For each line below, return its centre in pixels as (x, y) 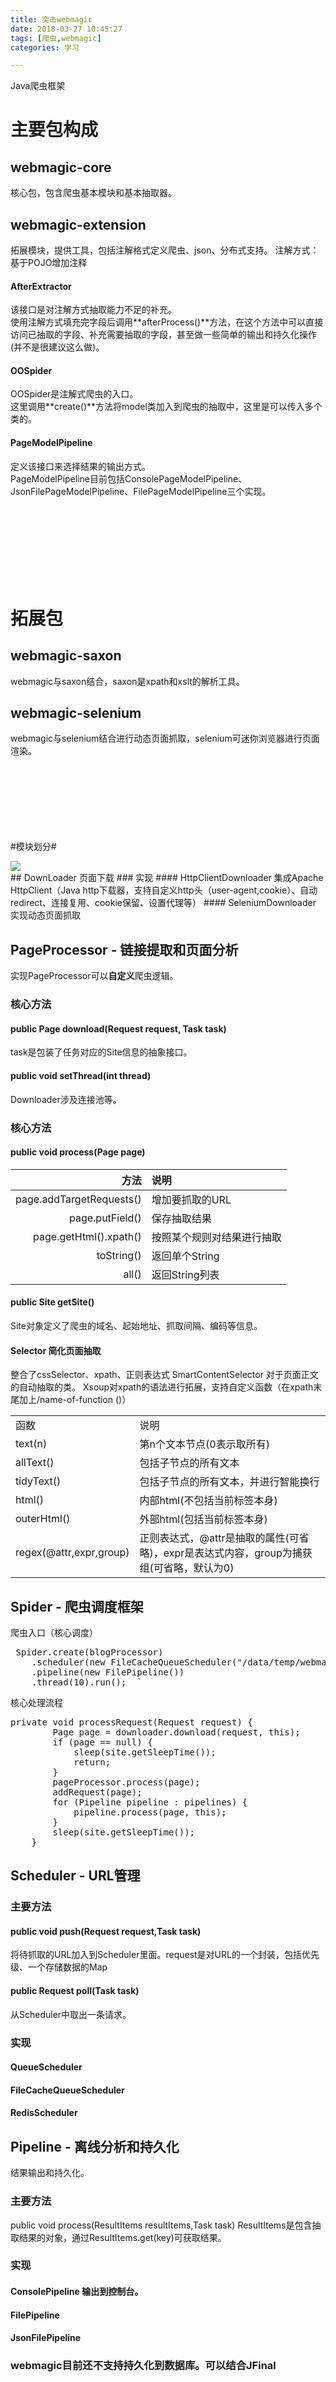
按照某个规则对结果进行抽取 (216, 1237)
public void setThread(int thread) (81, 1076)
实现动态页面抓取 (45, 915)
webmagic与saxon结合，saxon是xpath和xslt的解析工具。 (127, 681)
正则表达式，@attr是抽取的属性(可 (219, 1538)
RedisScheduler (44, 2113)
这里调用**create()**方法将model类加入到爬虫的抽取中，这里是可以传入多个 (166, 407)
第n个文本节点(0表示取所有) (204, 1444)
